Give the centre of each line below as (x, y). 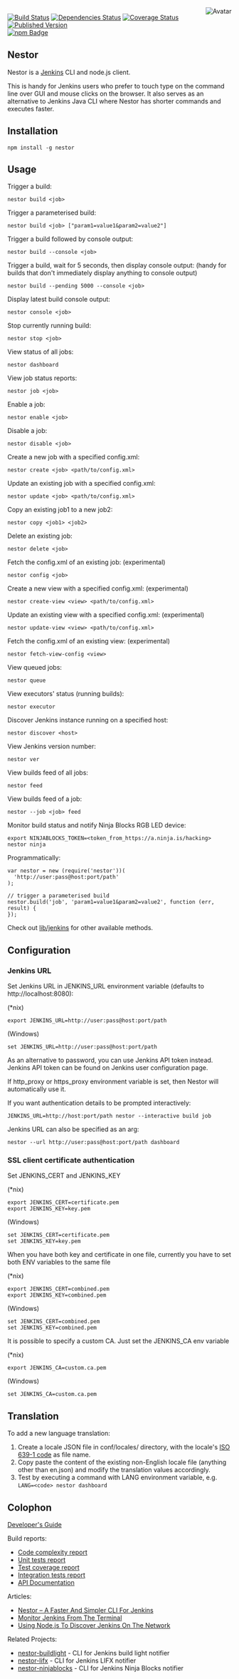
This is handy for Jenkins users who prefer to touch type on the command (116, 86)
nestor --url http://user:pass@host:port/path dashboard (94, 1143)
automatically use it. (37, 1089)
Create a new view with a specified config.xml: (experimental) (98, 588)
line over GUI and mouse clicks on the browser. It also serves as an (106, 93)
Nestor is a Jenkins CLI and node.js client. (69, 72)
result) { (22, 909)
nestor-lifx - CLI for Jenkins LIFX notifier (77, 1660)
